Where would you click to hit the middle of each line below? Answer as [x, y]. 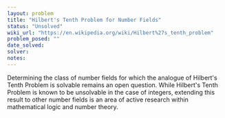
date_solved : [26, 45]
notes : [17, 58]
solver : [18, 52]
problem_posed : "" [33, 39]
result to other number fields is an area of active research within [98, 99]
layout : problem [30, 13]
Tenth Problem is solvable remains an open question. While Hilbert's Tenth [112, 85]
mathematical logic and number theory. [63, 106]
